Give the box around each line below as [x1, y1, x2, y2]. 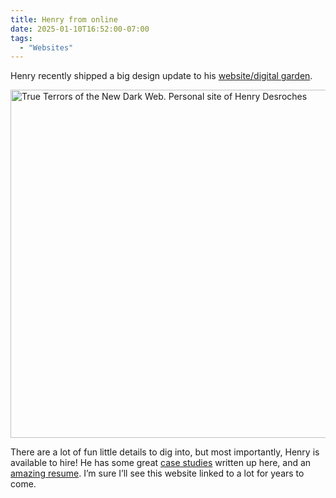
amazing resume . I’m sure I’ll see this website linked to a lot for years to [10, 467, 305, 480]
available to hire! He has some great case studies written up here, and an [10, 457, 312, 469]
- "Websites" [19, 42, 74, 53]
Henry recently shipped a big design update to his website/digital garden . [10, 70, 313, 82]
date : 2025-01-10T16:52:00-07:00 [10, 24, 150, 34]
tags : [10, 33, 33, 43]
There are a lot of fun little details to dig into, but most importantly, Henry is [10, 446, 320, 458]
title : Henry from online [10, 14, 118, 25]
